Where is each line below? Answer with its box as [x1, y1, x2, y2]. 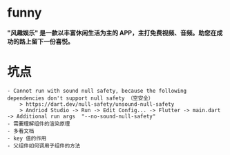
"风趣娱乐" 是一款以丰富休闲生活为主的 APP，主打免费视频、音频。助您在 [7, 28, 217, 37]
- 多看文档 [7, 127, 35, 134]
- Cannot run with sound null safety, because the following [7, 87, 187, 94]
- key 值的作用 [7, 135, 47, 142]
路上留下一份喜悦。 [19, 37, 74, 46]
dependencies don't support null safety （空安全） [7, 95, 154, 102]
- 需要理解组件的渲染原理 [7, 120, 70, 127]
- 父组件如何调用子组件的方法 [7, 142, 81, 149]
